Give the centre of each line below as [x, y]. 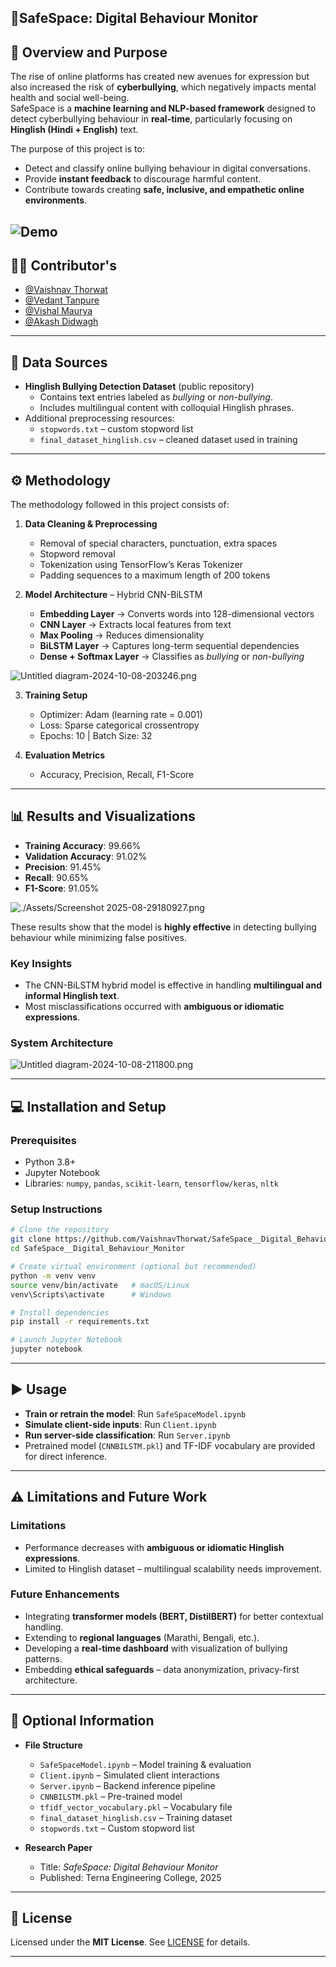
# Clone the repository [60, 1230]
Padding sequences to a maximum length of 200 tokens [155, 575]
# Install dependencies [60, 1312]
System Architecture [62, 1043]
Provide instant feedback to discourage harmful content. [143, 179]
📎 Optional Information [82, 1721]
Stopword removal [77, 554]
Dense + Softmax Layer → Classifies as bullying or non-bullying [172, 657]
